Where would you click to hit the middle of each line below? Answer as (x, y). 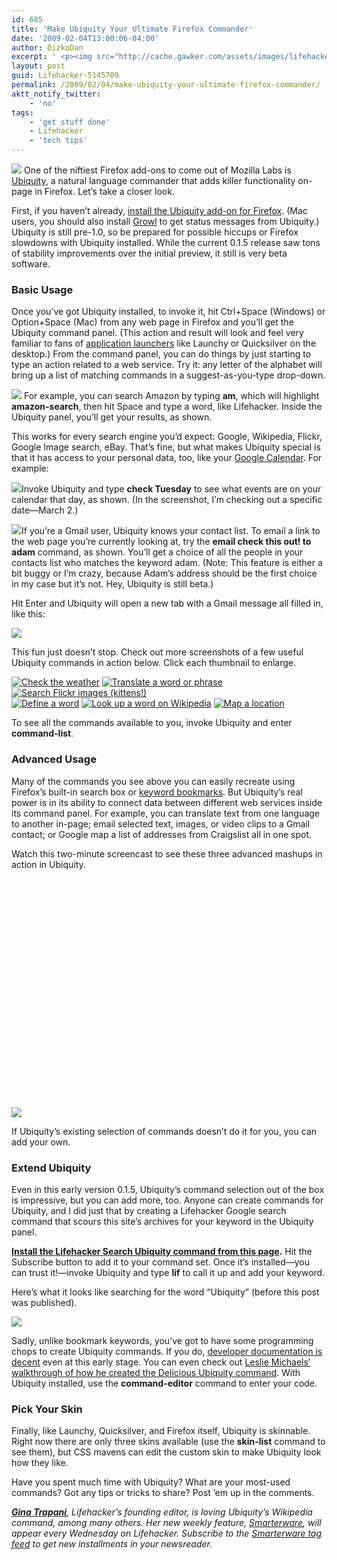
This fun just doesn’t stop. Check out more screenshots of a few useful (157, 652)
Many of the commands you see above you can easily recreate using (153, 781)
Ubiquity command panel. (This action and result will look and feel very (157, 333)
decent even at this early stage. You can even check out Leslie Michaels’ (161, 1362)
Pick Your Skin (47, 1409)
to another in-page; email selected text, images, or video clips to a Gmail (161, 823)
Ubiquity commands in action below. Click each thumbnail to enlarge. (154, 663)
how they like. (40, 1463)
